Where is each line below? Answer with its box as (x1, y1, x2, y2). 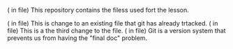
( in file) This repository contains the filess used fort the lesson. (7, 6, 190, 14)
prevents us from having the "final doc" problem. (7, 34, 148, 42)
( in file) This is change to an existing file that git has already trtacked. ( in (7, 19, 218, 27)
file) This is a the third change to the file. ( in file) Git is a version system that (7, 27, 226, 35)
